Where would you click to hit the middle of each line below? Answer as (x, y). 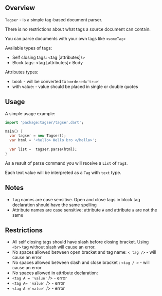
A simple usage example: (30, 113)
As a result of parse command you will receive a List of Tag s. (66, 163)
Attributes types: (22, 72)
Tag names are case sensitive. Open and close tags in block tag (76, 199)
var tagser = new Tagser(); (38, 136)
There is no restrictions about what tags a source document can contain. (78, 29)
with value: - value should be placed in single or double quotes (75, 87)
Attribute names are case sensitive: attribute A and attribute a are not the (84, 210)
